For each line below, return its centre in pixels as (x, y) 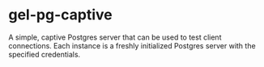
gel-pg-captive (60, 15)
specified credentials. (45, 54)
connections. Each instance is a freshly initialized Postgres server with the (132, 45)
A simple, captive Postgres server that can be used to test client (115, 37)
